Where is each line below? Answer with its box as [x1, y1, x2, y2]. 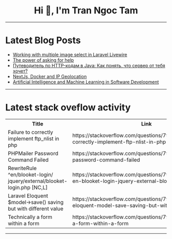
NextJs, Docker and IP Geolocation [12, 73, 87, 79]
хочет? [12, 68, 28, 74]
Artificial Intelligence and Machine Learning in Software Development [12, 79, 159, 85]
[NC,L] [31, 183, 48, 191]
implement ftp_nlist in [8, 135, 59, 142]
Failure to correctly [8, 128, 54, 136]
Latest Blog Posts [5, 34, 81, 46]
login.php [8, 183, 31, 191]
